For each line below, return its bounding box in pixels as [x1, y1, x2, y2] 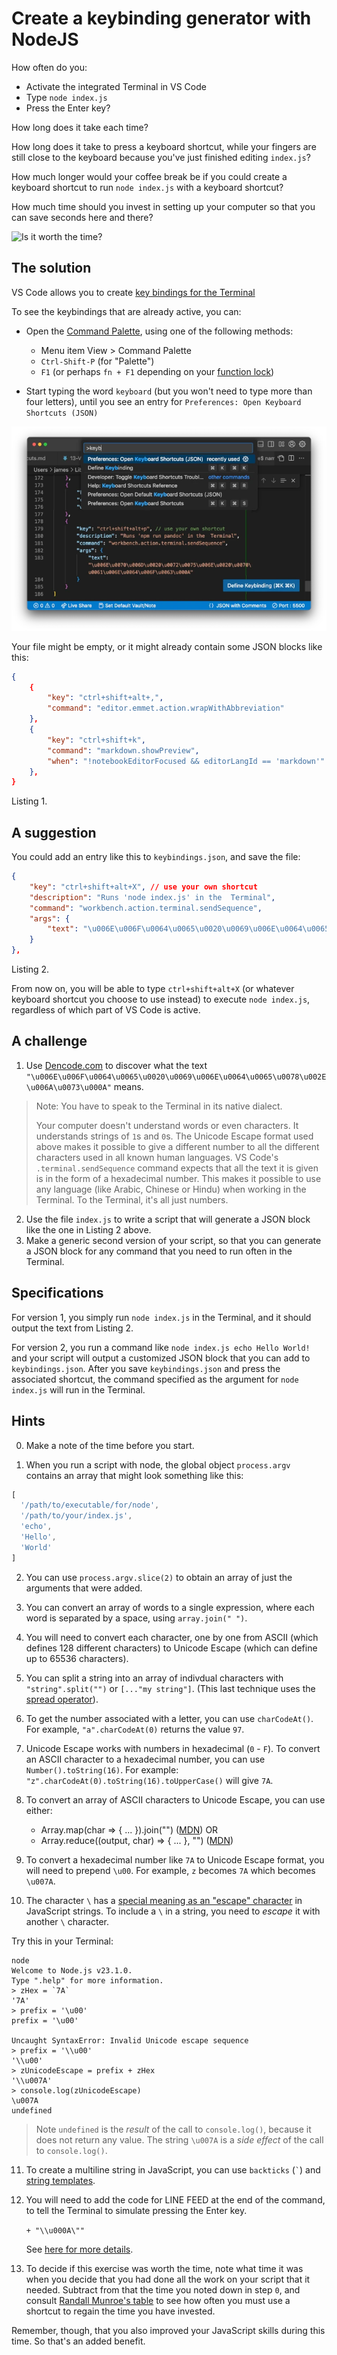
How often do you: [11, 61, 88, 73]
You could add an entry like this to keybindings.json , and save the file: [11, 851, 301, 863]
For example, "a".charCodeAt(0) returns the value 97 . [25, 1723, 245, 1735]
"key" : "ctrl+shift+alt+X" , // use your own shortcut [29, 882, 258, 892]
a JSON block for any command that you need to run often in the [25, 1245, 293, 1257]
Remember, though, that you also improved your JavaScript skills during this [11, 2324, 326, 2336]
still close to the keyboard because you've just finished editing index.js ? [11, 151, 311, 163]
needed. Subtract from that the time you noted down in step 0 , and [25, 2283, 301, 2296]
